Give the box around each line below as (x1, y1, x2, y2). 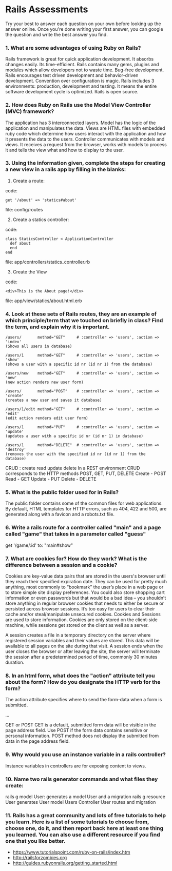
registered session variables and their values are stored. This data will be (5, 638, 160, 644)
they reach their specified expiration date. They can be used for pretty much (5, 579, 167, 585)
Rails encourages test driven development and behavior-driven (5, 72, 139, 78)
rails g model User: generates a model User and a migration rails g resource (5, 794, 166, 800)
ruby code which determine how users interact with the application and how (5, 130, 166, 136)
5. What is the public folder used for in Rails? (5, 489, 119, 496)
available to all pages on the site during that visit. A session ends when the (5, 643, 163, 649)
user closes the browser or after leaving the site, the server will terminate (5, 648, 160, 655)
